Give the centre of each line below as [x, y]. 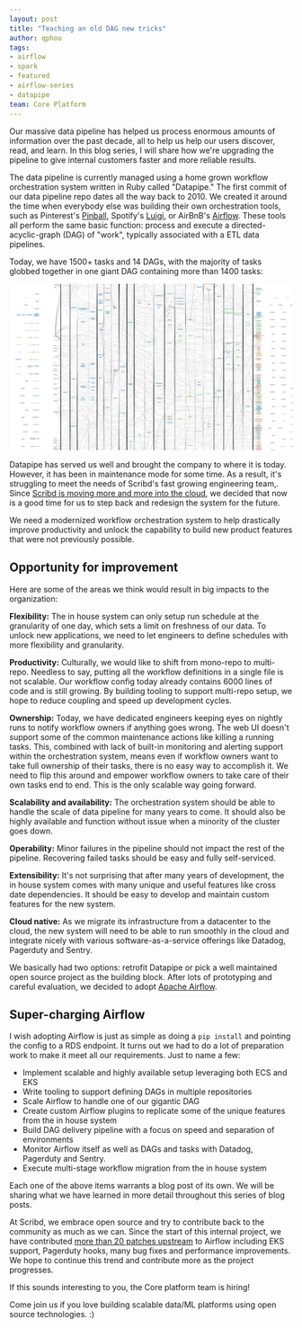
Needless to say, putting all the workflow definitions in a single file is [157, 672]
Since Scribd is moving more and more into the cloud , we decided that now [148, 493]
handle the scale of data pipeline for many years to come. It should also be [147, 811]
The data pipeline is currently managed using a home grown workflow [139, 177]
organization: [34, 599]
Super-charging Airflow [77, 1015]
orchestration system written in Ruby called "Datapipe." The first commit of [148, 187]
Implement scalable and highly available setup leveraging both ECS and [155, 1073]
